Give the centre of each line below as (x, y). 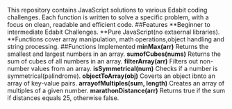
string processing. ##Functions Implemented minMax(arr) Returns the (108, 47)
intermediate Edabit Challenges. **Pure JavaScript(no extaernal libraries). (114, 32)
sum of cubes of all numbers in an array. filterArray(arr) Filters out (103, 61)
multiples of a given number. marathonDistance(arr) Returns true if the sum (116, 90)
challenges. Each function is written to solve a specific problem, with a (108, 17)
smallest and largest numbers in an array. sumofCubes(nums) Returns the (114, 54)
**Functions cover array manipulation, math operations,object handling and (116, 39)
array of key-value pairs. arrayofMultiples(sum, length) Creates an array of (116, 83)
